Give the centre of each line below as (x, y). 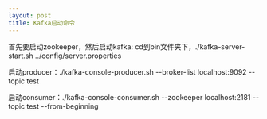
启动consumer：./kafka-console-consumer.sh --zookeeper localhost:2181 (130, 97)
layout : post (30, 15)
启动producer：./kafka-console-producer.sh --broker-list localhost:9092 (128, 71)
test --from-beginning (63, 106)
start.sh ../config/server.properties (65, 56)
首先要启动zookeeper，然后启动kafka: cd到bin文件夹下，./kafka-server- (127, 46)
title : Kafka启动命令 (42, 23)
